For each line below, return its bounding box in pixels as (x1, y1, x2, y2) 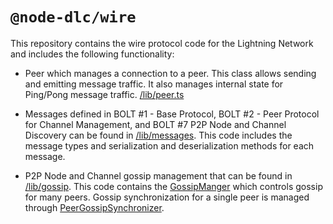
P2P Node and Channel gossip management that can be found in (24, 169, 293, 182)
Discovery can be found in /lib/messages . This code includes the (24, 129, 293, 141)
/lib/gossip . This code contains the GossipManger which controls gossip (24, 180, 323, 192)
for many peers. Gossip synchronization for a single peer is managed (24, 191, 310, 203)
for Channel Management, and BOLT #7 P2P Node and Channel (24, 118, 287, 130)
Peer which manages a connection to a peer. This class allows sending (24, 67, 317, 79)
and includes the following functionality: (10, 48, 175, 60)
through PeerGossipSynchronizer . (24, 201, 165, 213)
